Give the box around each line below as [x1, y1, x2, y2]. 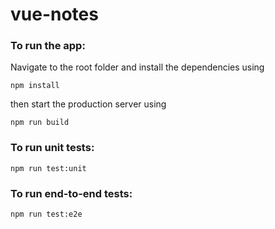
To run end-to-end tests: [10, 186, 133, 200]
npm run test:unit [10, 163, 87, 173]
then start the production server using [10, 98, 167, 110]
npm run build [10, 118, 70, 128]
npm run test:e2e [10, 209, 83, 220]
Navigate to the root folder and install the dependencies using [10, 61, 265, 73]
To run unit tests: [10, 141, 95, 155]
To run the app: [10, 39, 86, 53]
